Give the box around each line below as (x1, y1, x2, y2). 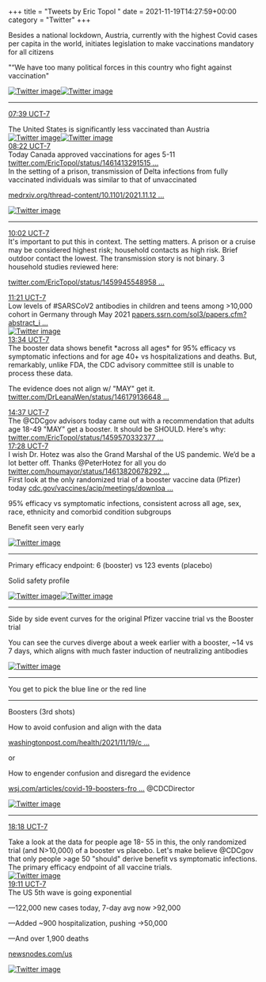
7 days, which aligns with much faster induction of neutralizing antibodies (8, 646, 249, 656)
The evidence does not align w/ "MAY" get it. (8, 384, 156, 393)
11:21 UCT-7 (8, 293, 47, 302)
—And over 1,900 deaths (8, 934, 89, 943)
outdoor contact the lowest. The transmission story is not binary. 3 (8, 253, 226, 263)
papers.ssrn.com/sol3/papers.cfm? (131, 310, 247, 319)
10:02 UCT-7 (8, 229, 50, 238)
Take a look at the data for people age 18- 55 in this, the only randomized (8, 837, 247, 847)
